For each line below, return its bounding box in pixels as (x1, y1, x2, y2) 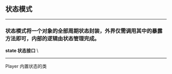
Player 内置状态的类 (5, 63, 47, 69)
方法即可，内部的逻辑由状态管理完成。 (5, 35, 100, 42)
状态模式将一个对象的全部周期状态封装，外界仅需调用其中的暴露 (5, 27, 163, 34)
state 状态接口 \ (5, 47, 38, 54)
